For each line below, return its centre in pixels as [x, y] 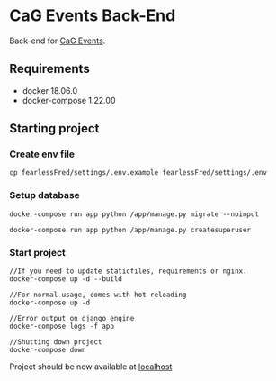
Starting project [54, 128]
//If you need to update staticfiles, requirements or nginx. [128, 271]
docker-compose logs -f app [62, 327]
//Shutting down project [56, 342]
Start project [37, 252]
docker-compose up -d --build [66, 279]
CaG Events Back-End [93, 16]
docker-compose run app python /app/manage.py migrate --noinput [134, 214]
